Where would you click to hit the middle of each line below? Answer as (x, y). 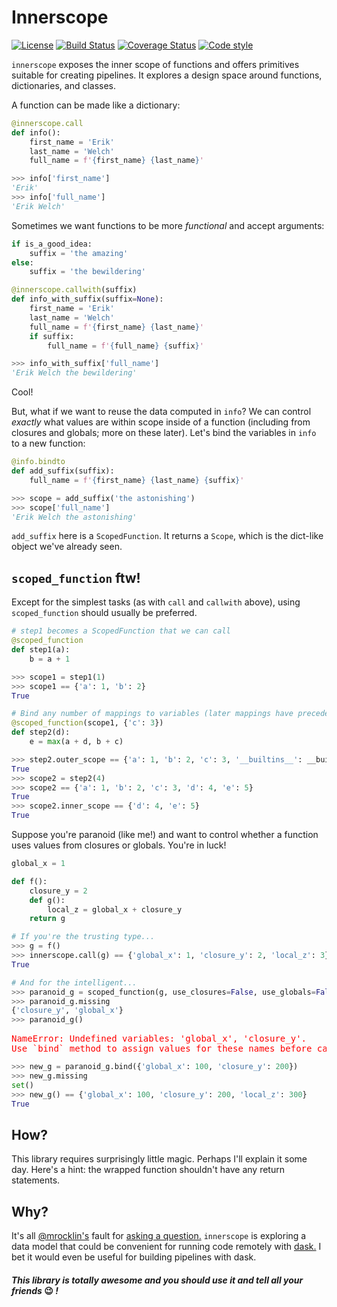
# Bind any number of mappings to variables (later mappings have (152, 714)
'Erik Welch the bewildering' (74, 373)
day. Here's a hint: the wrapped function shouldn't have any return (148, 1170)
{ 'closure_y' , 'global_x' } (67, 1011)
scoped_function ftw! (76, 577)
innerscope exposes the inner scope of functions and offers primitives (155, 64)
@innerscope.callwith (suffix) (74, 290)
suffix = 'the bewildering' (87, 272)
